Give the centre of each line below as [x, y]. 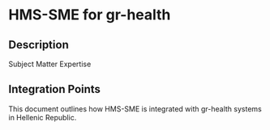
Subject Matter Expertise [50, 64]
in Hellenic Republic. [43, 117]
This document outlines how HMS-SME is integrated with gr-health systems [135, 109]
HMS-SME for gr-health [90, 15]
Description [39, 45]
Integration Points [55, 89]
